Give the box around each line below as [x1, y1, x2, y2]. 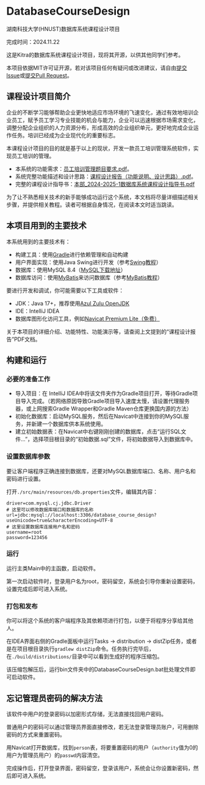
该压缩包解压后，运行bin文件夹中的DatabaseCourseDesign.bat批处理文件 [6, 666, 190, 673]
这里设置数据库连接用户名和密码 [12, 523, 81, 530]
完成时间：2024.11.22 [6, 38, 60, 45]
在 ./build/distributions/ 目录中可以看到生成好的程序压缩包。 [6, 653, 163, 660]
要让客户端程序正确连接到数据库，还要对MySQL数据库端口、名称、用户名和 [6, 467, 196, 475]
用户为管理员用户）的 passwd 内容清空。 [6, 751, 103, 759]
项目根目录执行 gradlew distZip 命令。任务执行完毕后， [16, 645, 154, 653]
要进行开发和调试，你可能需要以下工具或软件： [6, 287, 124, 294]
